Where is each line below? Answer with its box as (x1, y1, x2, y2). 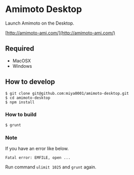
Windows (12, 63, 32, 69)
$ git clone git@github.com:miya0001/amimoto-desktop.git (5, 91, 129, 96)
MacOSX (12, 58, 31, 64)
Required (5, 44, 34, 53)
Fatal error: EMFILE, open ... (5, 155, 71, 160)
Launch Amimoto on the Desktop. (5, 20, 74, 26)
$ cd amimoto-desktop (5, 95, 51, 100)
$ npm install (5, 99, 35, 105)
